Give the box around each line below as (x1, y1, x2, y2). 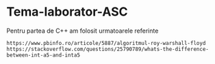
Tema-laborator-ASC (6, 4, 128, 20)
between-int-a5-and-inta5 (6, 52, 80, 59)
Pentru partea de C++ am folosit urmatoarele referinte (6, 27, 159, 35)
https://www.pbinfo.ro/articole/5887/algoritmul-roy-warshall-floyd (6, 39, 206, 46)
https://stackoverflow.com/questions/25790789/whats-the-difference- (6, 46, 210, 52)
